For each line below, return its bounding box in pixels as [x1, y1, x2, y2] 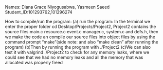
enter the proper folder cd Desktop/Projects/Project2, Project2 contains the [5, 24, 156, 29]
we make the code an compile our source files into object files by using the [5, 34, 156, 40]
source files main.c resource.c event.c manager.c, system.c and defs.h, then [5, 29, 159, 34]
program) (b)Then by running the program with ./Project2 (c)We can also [5, 44, 151, 50]
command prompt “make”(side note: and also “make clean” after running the [5, 39, 159, 45]
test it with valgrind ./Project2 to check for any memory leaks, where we [5, 49, 149, 55]
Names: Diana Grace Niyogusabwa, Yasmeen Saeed [5, 4, 110, 10]
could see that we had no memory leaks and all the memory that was [5, 55, 144, 60]
